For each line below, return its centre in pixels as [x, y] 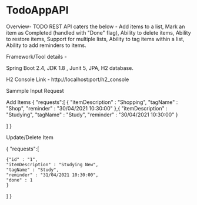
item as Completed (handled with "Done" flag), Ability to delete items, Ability [98, 32]
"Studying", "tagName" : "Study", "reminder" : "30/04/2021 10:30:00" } [92, 115]
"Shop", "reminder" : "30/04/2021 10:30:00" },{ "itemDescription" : [87, 108]
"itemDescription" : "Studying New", [52, 164]
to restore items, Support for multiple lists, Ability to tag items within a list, [95, 39]
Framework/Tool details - [36, 56]
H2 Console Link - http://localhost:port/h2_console [68, 79]
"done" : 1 [19, 180]
